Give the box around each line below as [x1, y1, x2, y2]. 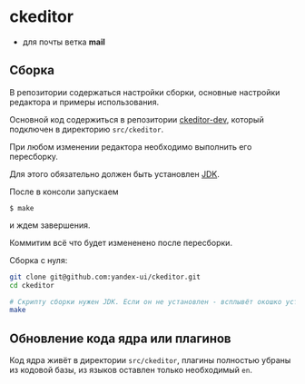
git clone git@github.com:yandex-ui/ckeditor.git [9, 272, 202, 281]
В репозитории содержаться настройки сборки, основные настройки [9, 86, 280, 97]
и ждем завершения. [9, 220, 91, 231]
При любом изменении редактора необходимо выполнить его [9, 141, 252, 152]
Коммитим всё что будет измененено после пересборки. [9, 237, 233, 248]
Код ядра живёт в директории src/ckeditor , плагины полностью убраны [9, 355, 291, 366]
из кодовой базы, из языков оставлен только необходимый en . [9, 365, 252, 376]
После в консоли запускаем [9, 186, 120, 197]
